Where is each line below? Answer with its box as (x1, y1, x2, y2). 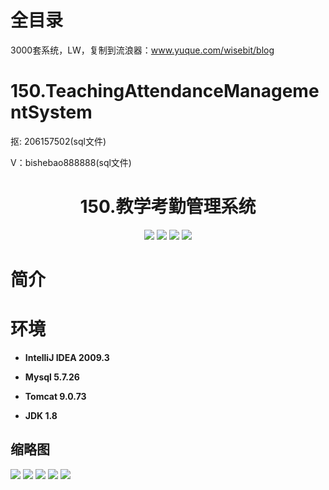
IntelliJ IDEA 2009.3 (24, 351, 110, 363)
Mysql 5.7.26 (24, 371, 80, 383)
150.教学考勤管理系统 (79, 196, 257, 218)
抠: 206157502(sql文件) (10, 135, 107, 147)
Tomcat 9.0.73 (24, 390, 87, 402)
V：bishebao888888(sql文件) (10, 156, 132, 168)
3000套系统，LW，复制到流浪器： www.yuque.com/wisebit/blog (10, 44, 275, 56)
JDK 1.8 (24, 409, 58, 421)
